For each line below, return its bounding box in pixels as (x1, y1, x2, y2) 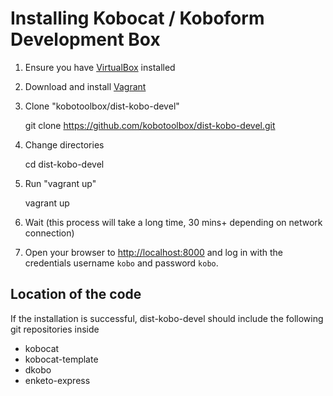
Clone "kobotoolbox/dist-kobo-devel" (24, 100, 180, 112)
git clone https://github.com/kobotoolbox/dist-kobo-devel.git (24, 119, 276, 131)
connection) (24, 227, 75, 239)
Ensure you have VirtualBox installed (24, 61, 176, 73)
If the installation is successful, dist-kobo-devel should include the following (10, 312, 324, 324)
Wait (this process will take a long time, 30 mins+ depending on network (24, 216, 323, 228)
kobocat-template (24, 353, 99, 365)
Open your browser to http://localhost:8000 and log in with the (24, 246, 283, 258)
